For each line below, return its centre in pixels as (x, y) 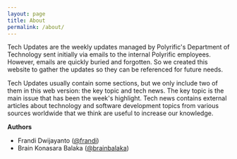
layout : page (26, 14)
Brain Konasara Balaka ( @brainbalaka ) (73, 148)
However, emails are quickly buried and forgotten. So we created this (108, 62)
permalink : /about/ (36, 27)
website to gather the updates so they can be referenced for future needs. (115, 70)
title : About (26, 20)
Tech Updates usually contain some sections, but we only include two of (113, 83)
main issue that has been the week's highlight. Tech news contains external (117, 98)
